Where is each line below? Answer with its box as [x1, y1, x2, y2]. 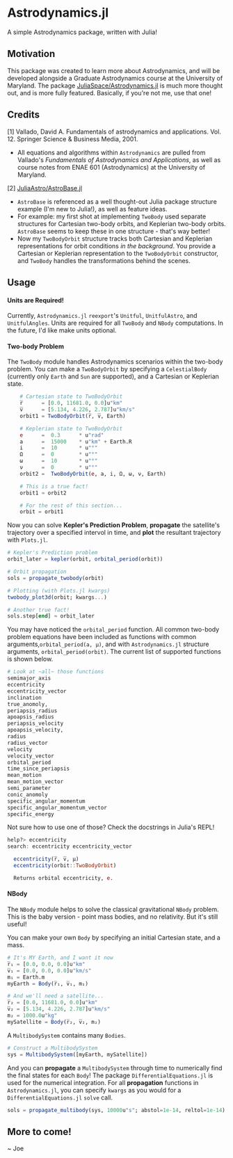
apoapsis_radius [7, 714, 54, 721]
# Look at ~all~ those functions [7, 668, 104, 675]
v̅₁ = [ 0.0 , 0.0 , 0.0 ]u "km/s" [7, 967, 92, 974]
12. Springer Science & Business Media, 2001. [7, 134, 138, 143]
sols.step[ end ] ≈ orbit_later [7, 613, 95, 620]
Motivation [7, 48, 56, 60]
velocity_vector [7, 753, 54, 759]
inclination [7, 694, 42, 701]
